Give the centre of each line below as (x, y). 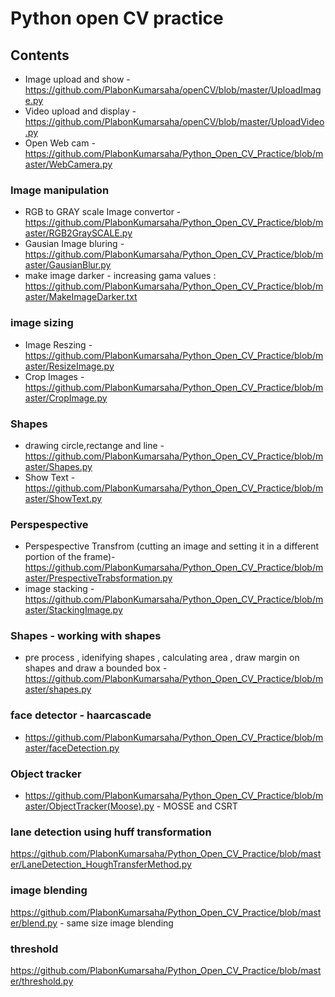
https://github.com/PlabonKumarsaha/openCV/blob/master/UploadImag (173, 90)
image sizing (42, 323)
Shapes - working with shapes (86, 636)
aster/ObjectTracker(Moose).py (89, 806)
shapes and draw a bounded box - (96, 668)
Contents (40, 55)
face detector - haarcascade (81, 715)
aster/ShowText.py (63, 498)
